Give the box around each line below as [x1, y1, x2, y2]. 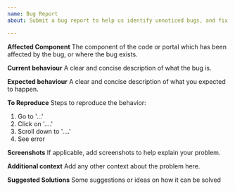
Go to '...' [17, 112, 44, 121]
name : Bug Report [7, 10, 58, 18]
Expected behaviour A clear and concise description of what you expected [7, 77, 227, 85]
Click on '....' [17, 119, 53, 128]
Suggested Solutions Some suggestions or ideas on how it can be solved [7, 175, 222, 184]
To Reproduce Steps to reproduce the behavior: [7, 98, 146, 106]
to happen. [7, 85, 39, 93]
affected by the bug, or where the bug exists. [7, 50, 139, 58]
